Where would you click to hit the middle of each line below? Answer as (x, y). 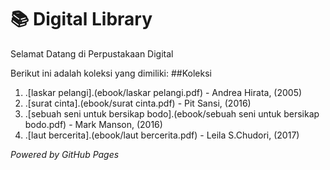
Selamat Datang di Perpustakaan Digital (92, 53)
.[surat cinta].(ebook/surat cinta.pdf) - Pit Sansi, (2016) (138, 103)
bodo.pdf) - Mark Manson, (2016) (93, 124)
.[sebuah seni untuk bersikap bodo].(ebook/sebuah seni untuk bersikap (172, 113)
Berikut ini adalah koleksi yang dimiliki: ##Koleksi (111, 73)
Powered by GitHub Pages (65, 154)
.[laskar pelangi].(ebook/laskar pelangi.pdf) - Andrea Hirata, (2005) (163, 92)
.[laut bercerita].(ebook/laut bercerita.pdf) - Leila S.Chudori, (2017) (162, 135)
